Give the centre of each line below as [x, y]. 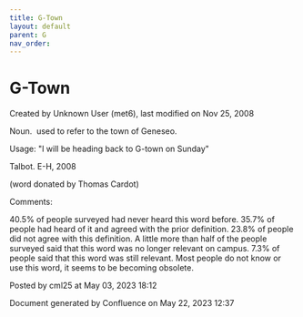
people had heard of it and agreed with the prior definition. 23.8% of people [151, 230]
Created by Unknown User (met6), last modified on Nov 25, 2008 [132, 114]
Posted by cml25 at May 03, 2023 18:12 [83, 286]
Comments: [31, 202]
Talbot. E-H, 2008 [43, 167]
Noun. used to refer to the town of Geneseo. [93, 131]
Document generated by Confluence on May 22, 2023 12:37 [122, 303]
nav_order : [30, 43]
